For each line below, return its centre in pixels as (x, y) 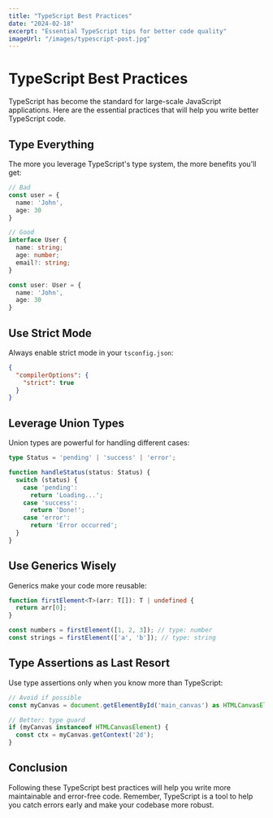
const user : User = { (45, 285)
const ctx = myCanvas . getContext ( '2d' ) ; (85, 735)
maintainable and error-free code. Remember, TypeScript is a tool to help (131, 796)
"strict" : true (49, 383)
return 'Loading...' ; (67, 495)
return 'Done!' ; (57, 510)
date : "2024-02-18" (41, 24)
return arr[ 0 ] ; (41, 608)
